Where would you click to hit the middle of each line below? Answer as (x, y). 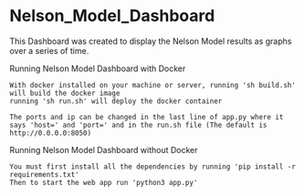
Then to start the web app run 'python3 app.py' (104, 182)
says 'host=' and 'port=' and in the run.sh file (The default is (138, 125)
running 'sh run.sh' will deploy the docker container (116, 101)
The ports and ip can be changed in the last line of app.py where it (147, 117)
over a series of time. (49, 50)
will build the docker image (65, 93)
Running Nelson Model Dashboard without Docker (104, 150)
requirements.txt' (44, 174)
